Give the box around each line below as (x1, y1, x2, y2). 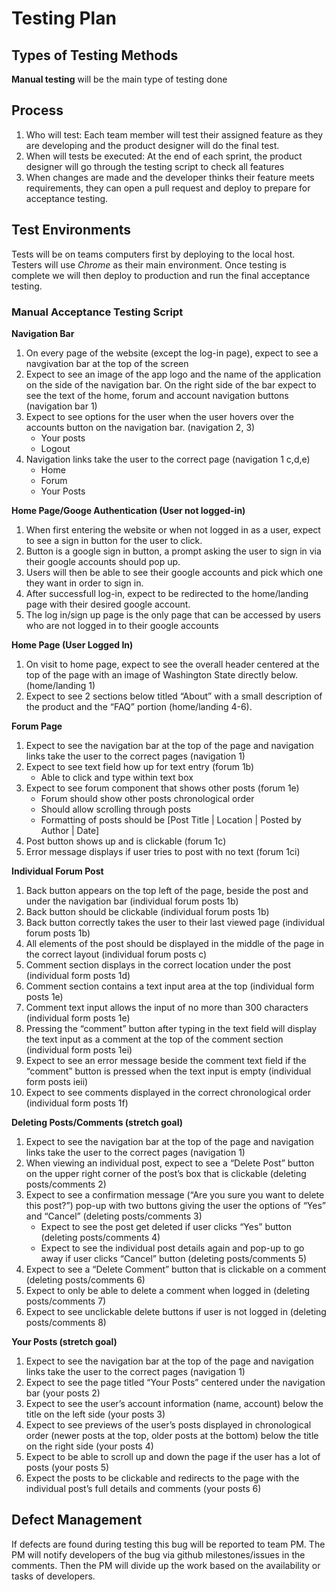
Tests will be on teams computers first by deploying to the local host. (11, 248, 296, 260)
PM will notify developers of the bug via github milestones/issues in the (11, 1548, 306, 1561)
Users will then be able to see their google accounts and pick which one (25, 566, 324, 578)
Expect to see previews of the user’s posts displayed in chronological (25, 1418, 312, 1431)
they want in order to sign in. (25, 577, 144, 589)
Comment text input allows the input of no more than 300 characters (25, 1001, 309, 1013)
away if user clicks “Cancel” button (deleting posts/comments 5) (40, 1252, 308, 1264)
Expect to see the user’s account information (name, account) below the (25, 1397, 324, 1409)
